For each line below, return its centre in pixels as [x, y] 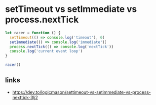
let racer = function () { [33, 33]
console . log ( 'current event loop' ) [46, 51]
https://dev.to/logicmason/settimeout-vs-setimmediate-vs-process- [81, 92]
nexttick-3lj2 [25, 97]
